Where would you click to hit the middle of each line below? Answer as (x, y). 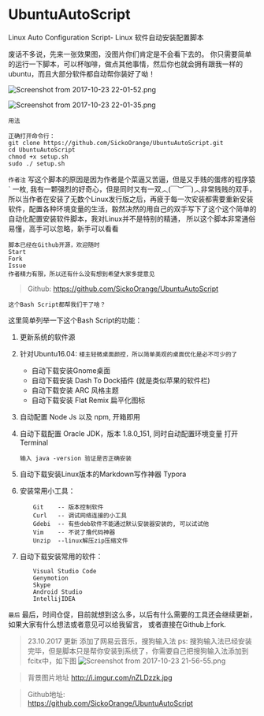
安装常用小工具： (47, 490)
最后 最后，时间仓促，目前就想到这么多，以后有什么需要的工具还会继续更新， (132, 614)
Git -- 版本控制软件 (68, 507)
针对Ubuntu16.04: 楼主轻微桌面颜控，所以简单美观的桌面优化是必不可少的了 (128, 353)
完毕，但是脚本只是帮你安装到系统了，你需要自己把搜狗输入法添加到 (138, 651)
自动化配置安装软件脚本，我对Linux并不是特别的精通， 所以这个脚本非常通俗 (132, 218)
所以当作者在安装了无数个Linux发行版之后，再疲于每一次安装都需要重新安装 (131, 199)
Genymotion (50, 578)
